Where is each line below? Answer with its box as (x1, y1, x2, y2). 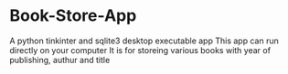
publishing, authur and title (9, 54, 111, 65)
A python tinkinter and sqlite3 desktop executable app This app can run (9, 35, 279, 46)
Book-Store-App (9, 5, 137, 26)
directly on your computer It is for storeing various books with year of (9, 44, 272, 55)
